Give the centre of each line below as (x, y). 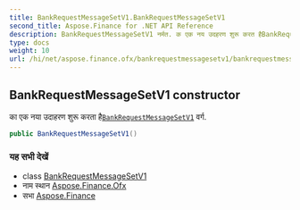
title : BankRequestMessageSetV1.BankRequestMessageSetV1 (117, 17)
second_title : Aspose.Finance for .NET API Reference (112, 26)
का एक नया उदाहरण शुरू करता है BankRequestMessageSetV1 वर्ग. (108, 116)
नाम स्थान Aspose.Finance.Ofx (74, 185)
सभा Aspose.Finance (59, 195)
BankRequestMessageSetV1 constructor (125, 95)
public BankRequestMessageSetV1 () (74, 134)
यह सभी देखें (29, 156)
